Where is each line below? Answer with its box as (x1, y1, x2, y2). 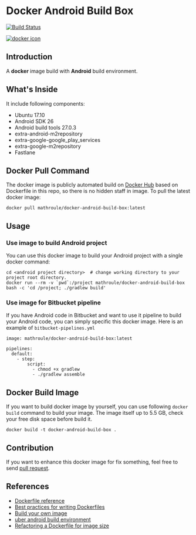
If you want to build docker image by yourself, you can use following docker (6, 403, 188, 410)
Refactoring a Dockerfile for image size (14, 522, 110, 529)
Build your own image (14, 509, 67, 517)
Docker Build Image (6, 387, 79, 397)
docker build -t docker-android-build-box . (6, 427, 117, 433)
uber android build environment (14, 516, 91, 523)
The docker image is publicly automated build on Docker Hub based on (6, 181, 178, 188)
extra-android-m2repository (14, 130, 83, 137)
